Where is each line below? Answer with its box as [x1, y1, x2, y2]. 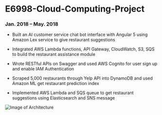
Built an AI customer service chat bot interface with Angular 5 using [12, 32, 148, 37]
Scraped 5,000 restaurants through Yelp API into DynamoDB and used [12, 75, 153, 81]
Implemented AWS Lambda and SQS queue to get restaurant [12, 90, 134, 96]
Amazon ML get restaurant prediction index [12, 81, 99, 86]
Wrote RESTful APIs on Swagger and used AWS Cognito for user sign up [12, 61, 158, 66]
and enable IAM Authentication [12, 66, 74, 72]
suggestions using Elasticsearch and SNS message [12, 95, 115, 101]
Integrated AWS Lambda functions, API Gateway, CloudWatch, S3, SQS [12, 46, 155, 52]
